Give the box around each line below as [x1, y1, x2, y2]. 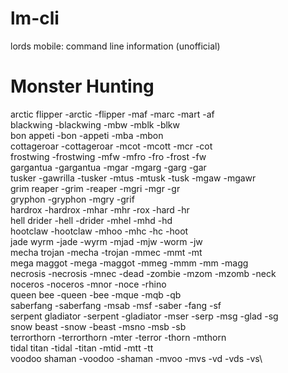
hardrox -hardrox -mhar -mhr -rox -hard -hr [10, 203, 190, 216]
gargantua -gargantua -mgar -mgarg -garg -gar [10, 161, 207, 173]
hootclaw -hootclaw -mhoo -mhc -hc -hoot [10, 225, 189, 237]
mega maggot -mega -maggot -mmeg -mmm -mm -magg [10, 257, 249, 269]
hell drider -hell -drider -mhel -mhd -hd [10, 214, 173, 226]
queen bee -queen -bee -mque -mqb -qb [10, 288, 182, 301]
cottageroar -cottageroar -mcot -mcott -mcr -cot [10, 140, 213, 152]
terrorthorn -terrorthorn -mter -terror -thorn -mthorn [10, 331, 227, 343]
